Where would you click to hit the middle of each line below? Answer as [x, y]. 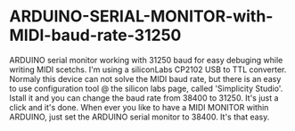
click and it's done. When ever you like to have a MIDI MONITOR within [139, 107]
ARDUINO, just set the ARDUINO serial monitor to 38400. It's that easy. [139, 117]
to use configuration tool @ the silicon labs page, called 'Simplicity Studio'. [146, 88]
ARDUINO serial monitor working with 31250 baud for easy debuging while [146, 60]
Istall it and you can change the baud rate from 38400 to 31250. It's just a [144, 98]
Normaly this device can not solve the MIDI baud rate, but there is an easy [145, 78]
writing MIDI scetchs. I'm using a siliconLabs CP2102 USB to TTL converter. [148, 70]
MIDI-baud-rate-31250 [95, 35]
